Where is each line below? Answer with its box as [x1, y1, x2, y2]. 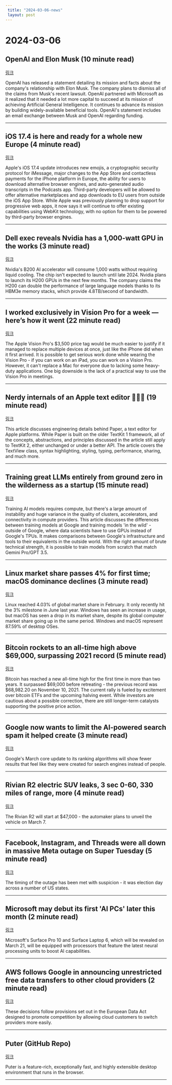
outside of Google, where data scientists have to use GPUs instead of [5, 527, 152, 533]
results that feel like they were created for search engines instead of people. [5, 761, 166, 767]
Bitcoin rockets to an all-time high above [5, 643, 137, 652]
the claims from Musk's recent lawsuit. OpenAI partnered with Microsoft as [5, 91, 164, 97]
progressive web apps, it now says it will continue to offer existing [5, 203, 144, 209]
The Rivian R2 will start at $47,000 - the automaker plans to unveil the [5, 813, 153, 819]
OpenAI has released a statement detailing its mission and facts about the [5, 79, 161, 85]
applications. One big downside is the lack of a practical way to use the [16, 367, 166, 374]
